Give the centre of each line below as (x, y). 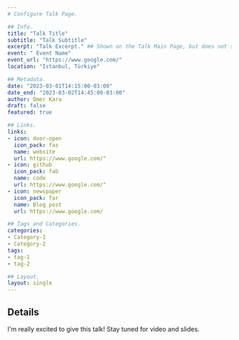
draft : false (27, 106)
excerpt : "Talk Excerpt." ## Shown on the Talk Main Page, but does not (117, 47)
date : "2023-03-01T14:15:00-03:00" (60, 86)
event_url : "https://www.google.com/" (65, 60)
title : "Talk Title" (38, 33)
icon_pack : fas (36, 145)
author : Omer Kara (34, 99)
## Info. (20, 27)
